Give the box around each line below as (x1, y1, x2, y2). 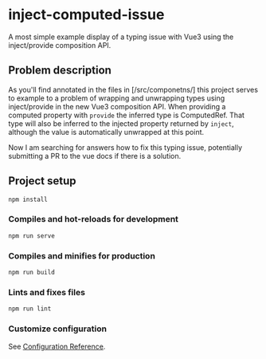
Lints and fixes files (8, 287, 86, 298)
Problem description (8, 64, 111, 77)
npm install (8, 195, 48, 203)
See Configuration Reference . (8, 341, 106, 351)
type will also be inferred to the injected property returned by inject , (8, 118, 234, 128)
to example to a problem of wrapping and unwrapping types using (8, 93, 225, 103)
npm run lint (8, 305, 52, 313)
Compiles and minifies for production (8, 250, 155, 261)
